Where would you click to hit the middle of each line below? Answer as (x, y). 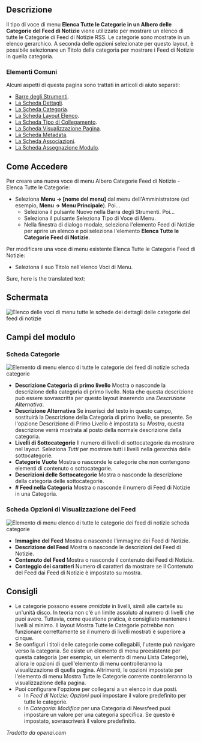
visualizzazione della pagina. (50, 683)
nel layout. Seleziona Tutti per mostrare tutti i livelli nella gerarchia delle (103, 449)
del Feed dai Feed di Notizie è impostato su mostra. (78, 573)
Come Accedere (37, 167)
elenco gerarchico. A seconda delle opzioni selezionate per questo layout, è (100, 43)
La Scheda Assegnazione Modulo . (57, 148)
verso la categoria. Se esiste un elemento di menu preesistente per (97, 651)
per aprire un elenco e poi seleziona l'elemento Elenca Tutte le (101, 231)
